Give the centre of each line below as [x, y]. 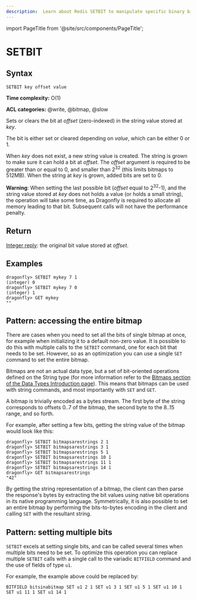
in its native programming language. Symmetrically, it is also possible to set [97, 501]
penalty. [16, 212]
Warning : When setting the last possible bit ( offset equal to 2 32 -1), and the [96, 187]
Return [19, 231]
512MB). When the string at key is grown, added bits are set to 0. [84, 175]
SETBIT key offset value [36, 87]
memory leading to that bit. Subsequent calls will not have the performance [97, 206]
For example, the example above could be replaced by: [72, 577]
